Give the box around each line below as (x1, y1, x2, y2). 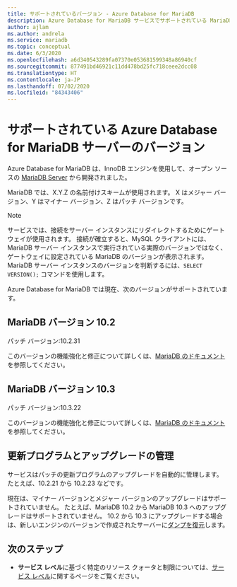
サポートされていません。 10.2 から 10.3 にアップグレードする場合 (31, 511, 224, 520)
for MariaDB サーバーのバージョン (7, 139, 205, 156)
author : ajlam (7, 23, 49, 30)
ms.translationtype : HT (7, 69, 78, 76)
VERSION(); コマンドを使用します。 (7, 270, 109, 279)
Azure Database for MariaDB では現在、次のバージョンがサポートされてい (7, 285, 222, 293)
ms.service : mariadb (7, 37, 68, 44)
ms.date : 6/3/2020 (7, 50, 61, 57)
